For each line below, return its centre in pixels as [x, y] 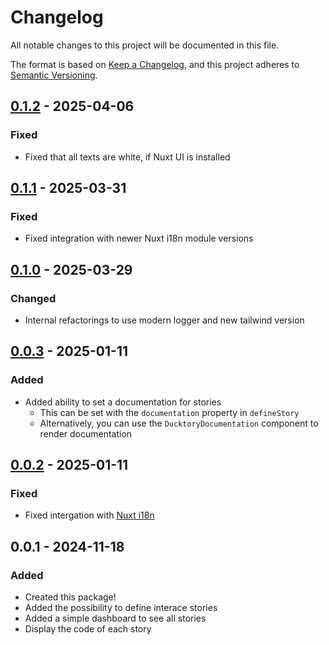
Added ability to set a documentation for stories [123, 402]
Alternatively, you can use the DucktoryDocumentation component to [179, 423]
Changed [33, 298]
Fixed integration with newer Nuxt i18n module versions [139, 238]
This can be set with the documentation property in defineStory [169, 412]
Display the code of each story [88, 629]
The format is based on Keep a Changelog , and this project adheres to [155, 64]
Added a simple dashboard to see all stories [115, 618]
